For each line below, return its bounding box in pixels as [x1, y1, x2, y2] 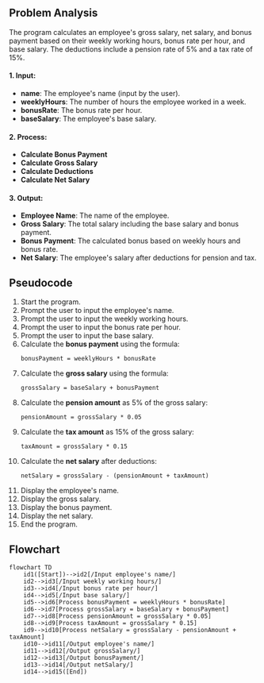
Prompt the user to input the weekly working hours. [20, 314, 189, 324]
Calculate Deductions [20, 167, 94, 176]
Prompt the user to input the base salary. [20, 331, 154, 341]
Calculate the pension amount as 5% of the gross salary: [20, 398, 209, 407]
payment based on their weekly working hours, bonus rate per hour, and [9, 36, 245, 45]
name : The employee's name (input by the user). [20, 89, 181, 98]
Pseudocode [9, 276, 74, 289]
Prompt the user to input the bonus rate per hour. [20, 322, 182, 332]
